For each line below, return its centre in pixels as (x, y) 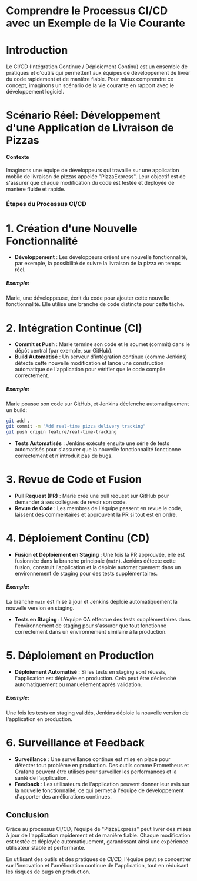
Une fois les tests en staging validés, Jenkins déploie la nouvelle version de (98, 713)
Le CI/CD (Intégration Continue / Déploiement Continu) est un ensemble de (97, 67)
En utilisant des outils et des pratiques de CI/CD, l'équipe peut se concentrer (98, 859)
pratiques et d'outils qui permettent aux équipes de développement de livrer (98, 73)
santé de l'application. (41, 777)
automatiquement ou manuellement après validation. (78, 684)
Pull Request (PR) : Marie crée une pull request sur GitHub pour (92, 496)
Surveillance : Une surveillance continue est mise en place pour (92, 759)
